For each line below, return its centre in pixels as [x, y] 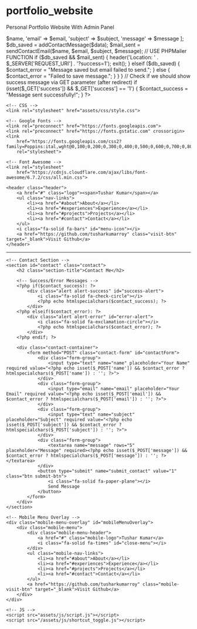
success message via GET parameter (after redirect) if [72, 82]
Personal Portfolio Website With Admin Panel [60, 27]
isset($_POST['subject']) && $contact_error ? [64, 424]
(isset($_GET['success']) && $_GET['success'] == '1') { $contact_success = [97, 88]
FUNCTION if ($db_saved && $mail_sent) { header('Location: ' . [82, 57]
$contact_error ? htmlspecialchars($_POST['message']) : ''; [82, 456]
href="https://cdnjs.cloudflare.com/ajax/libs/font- [82, 172]
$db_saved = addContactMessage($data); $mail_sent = [73, 45]
